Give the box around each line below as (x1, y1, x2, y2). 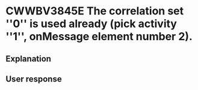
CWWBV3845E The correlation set (5, 4, 184, 18)
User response (5, 74, 62, 84)
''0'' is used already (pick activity (5, 17, 177, 31)
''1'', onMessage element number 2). (5, 30, 193, 43)
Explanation (5, 53, 52, 64)
